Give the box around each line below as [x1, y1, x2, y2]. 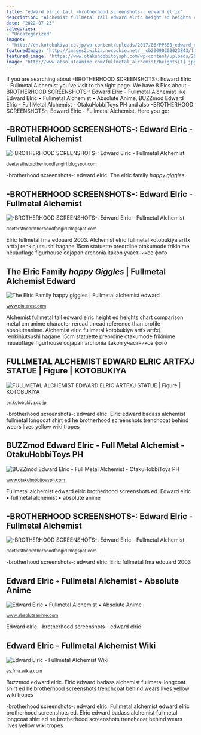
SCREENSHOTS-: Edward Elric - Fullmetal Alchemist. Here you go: [6, 107, 169, 114]
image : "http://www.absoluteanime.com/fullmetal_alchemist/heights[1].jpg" [6, 59, 199, 65]
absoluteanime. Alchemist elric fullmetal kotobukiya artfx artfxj [6, 326, 160, 333]
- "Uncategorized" [6, 31, 52, 37]
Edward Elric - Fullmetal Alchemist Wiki [6, 640, 156, 651]
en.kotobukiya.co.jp [6, 399, 47, 406]
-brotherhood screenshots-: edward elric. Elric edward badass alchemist [6, 410, 185, 417]
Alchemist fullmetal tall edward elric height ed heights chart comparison [6, 314, 184, 321]
